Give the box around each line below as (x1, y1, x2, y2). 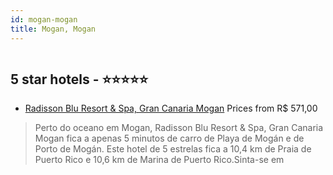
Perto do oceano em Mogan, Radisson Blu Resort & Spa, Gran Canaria (34, 122, 324, 134)
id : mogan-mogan (10, 14, 78, 25)
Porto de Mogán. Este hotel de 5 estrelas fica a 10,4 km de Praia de (34, 143, 312, 155)
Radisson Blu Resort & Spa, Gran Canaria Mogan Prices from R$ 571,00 (24, 102, 318, 115)
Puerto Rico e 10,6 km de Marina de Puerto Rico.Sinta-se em (34, 154, 285, 166)
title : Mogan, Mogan (10, 24, 97, 34)
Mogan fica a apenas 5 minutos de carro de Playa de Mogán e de (34, 132, 305, 145)
